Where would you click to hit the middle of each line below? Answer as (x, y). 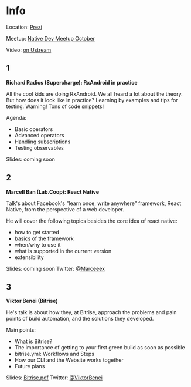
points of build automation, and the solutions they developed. (80, 319)
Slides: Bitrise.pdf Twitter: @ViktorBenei (54, 378)
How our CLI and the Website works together (69, 360)
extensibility (29, 257)
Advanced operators (39, 135)
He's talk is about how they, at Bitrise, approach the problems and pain (91, 312)
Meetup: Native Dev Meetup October (51, 38)
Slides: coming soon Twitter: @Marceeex (56, 268)
